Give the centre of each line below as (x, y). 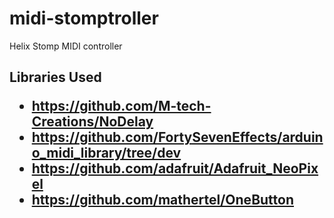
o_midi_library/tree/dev (106, 153)
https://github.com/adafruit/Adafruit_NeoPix (175, 168)
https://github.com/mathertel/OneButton (163, 200)
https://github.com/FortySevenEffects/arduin (177, 137)
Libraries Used (55, 77)
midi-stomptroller (84, 18)
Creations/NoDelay (92, 122)
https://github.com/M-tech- (121, 106)
